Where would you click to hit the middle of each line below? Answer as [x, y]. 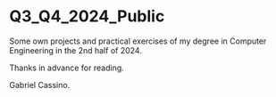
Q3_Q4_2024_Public [87, 16]
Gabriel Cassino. [40, 85]
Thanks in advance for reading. [67, 68]
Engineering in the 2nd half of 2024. [76, 50]
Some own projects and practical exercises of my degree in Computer [138, 41]
